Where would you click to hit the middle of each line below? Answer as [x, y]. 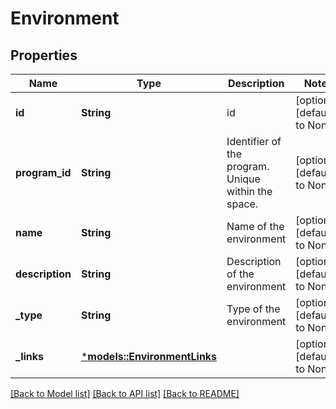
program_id [43, 172]
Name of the [255, 226]
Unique [243, 179]
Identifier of [254, 141]
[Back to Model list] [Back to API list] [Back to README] [125, 393]
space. [242, 204]
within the [249, 191]
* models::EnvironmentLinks [149, 356]
